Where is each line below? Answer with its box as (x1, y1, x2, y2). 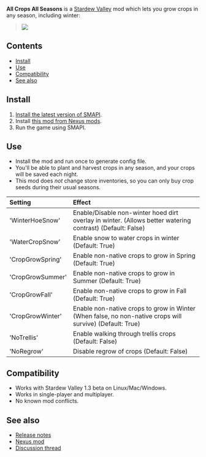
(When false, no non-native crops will (72, 312, 182, 320)
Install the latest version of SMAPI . (15, 110, 102, 118)
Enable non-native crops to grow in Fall (72, 287, 187, 295)
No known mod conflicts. (15, 398, 79, 405)
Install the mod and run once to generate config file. (15, 157, 147, 165)
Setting (9, 198, 31, 207)
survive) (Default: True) (72, 320, 140, 328)
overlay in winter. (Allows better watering (72, 216, 191, 225)
